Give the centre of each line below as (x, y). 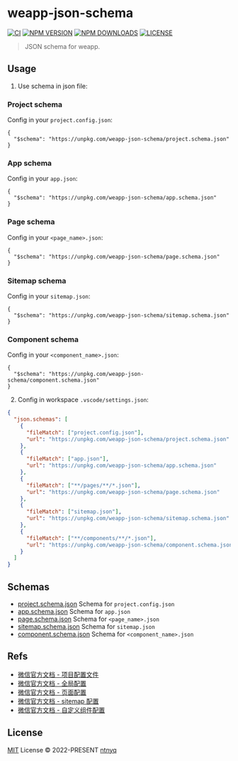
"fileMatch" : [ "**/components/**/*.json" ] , (91, 538)
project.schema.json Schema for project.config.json (96, 604)
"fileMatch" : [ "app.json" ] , (68, 459)
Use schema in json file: (52, 86)
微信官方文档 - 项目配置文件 (58, 674)
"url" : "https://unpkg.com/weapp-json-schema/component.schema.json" (131, 545)
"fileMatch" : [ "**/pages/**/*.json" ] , (83, 485)
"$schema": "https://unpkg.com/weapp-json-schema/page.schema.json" (117, 257)
